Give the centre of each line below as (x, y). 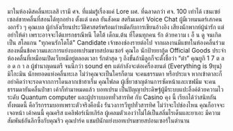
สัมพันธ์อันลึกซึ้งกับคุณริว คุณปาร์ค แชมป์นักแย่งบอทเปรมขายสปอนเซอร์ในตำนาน (98, 121)
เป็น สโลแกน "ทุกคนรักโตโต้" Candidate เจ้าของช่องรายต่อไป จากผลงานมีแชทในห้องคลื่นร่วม (116, 43)
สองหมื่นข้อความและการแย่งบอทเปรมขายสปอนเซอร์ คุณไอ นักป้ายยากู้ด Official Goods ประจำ (116, 50)
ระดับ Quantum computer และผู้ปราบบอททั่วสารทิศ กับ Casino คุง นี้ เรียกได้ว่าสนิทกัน (112, 97)
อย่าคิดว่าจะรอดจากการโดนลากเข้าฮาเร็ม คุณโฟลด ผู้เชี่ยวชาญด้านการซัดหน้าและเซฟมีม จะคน (112, 81)
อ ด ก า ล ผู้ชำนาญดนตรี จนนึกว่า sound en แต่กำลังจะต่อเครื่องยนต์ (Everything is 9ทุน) (115, 66)
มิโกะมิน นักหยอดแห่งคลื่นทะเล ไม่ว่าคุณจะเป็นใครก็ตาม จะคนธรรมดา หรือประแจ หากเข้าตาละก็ (115, 74)
